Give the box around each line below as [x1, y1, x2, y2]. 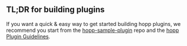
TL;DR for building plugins [6, 5, 105, 15]
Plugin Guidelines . [6, 32, 50, 40]
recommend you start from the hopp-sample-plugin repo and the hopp [6, 27, 179, 34]
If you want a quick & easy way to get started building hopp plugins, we [6, 20, 181, 27]
